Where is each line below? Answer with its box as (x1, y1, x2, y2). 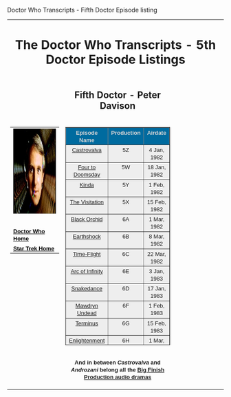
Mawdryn (75, 302, 98, 310)
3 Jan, (148, 268, 165, 275)
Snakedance (71, 285, 103, 292)
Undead (76, 310, 97, 317)
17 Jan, (147, 285, 166, 292)
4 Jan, (148, 147, 165, 153)
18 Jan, (147, 164, 166, 171)
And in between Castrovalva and (74, 359, 161, 366)
